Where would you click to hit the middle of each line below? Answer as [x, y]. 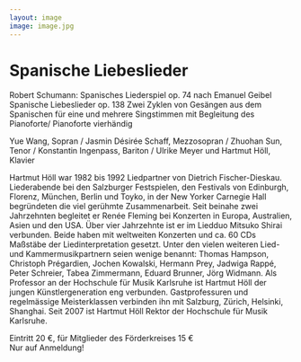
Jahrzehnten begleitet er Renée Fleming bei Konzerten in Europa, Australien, [151, 216]
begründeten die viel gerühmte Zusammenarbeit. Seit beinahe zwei [134, 207]
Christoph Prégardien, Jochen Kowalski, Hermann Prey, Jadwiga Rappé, [143, 264]
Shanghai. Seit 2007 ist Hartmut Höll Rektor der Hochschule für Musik [138, 312]
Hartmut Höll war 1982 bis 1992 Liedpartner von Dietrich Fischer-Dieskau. [146, 178]
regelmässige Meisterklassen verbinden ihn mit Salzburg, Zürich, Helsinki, [146, 302]
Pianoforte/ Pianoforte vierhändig [71, 124]
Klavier [22, 160]
